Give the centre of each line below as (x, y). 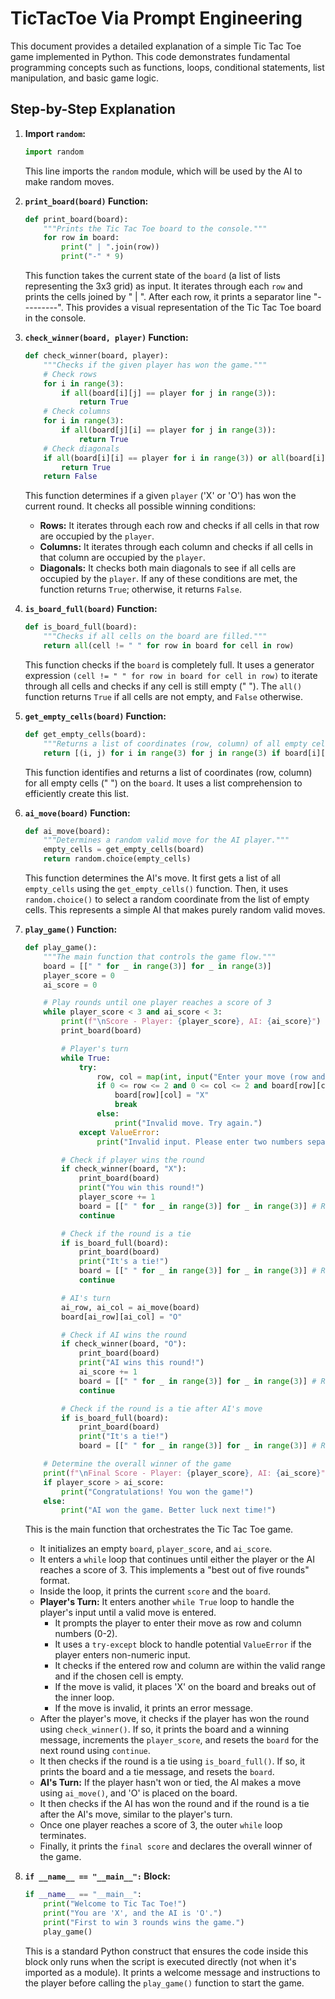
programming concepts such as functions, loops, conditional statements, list (167, 67)
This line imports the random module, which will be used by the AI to (163, 171)
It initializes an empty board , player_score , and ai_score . (156, 1549)
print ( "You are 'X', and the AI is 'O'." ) (133, 1913)
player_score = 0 (79, 975)
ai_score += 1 (108, 1372)
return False (70, 477)
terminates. (63, 1836)
